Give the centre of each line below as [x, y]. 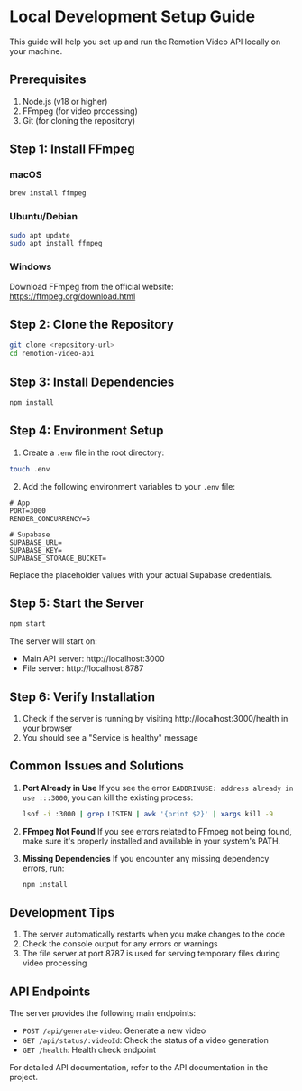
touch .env [30, 469]
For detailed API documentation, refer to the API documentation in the [139, 1068]
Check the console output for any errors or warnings [120, 944]
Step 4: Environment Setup [87, 431]
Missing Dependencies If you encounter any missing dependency [146, 858]
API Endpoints [50, 991]
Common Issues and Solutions [97, 766]
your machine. [36, 51]
